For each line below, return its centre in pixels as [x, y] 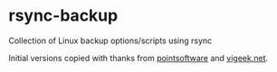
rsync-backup [63, 16]
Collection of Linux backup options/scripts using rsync [110, 40]
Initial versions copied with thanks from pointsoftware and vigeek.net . [138, 58]
